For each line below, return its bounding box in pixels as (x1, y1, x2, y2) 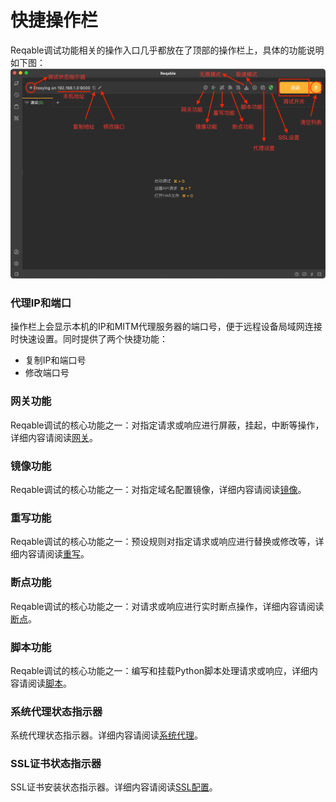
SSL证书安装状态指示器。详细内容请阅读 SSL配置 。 (10, 781, 218, 793)
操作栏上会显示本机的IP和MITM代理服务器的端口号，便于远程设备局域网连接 (10, 321, 323, 333)
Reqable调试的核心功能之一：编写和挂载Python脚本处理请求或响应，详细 (10, 664, 310, 676)
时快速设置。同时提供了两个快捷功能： (10, 333, 168, 345)
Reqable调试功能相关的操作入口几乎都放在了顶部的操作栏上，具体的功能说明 (10, 44, 325, 56)
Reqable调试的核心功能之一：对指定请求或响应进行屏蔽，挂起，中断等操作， (10, 419, 325, 431)
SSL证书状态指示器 (10, 757, 102, 771)
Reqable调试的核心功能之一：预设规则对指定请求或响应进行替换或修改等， (10, 536, 316, 548)
